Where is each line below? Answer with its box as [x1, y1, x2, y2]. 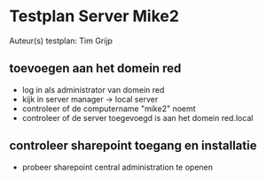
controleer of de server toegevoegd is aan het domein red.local [21, 112, 254, 123]
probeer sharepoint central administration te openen [21, 162, 214, 172]
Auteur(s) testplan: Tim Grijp [9, 35, 113, 46]
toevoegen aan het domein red [9, 61, 182, 76]
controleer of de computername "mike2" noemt [21, 103, 197, 114]
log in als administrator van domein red [21, 84, 165, 94]
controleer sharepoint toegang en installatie [9, 139, 257, 154]
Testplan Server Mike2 [9, 6, 180, 26]
